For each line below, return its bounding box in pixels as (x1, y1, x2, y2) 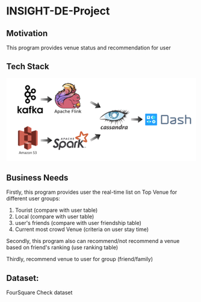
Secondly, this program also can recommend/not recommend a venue (6, 238, 180, 245)
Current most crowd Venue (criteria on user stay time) (14, 226, 149, 233)
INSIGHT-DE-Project (6, 4, 110, 18)
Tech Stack (6, 61, 49, 72)
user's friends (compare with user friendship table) (14, 220, 141, 227)
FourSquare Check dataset (6, 289, 73, 296)
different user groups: (6, 195, 60, 202)
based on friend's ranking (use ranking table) (6, 244, 119, 251)
